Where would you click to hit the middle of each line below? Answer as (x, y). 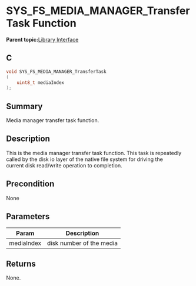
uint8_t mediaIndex (41, 83)
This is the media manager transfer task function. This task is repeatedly (94, 153)
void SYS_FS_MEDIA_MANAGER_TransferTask (57, 72)
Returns (21, 263)
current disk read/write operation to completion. (64, 165)
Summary (24, 106)
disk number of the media (82, 243)
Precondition (30, 184)
